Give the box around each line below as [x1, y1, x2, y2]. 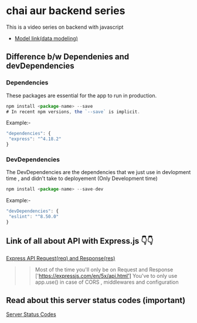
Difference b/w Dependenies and [6, 52, 130, 62]
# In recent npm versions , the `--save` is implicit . [6, 108, 141, 115]
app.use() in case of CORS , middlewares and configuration [35, 278, 179, 285]
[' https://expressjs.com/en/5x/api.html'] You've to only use [35, 272, 178, 279]
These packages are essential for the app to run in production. [6, 92, 157, 99]
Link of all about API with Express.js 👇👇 [6, 236, 154, 246]
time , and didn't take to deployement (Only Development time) [6, 175, 158, 182]
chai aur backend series [6, 4, 125, 18]
